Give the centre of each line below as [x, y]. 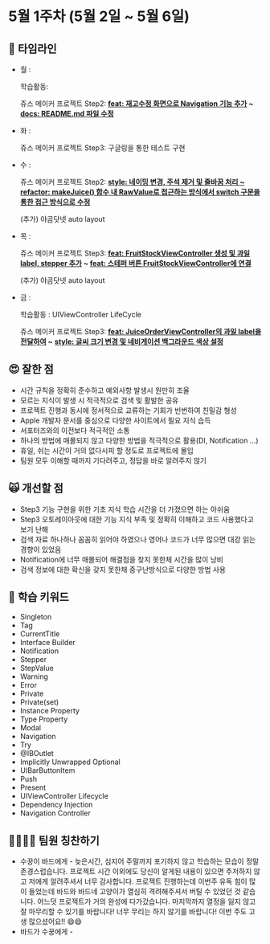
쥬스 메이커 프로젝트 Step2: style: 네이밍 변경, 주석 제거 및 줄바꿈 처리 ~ [132, 182]
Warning [34, 676]
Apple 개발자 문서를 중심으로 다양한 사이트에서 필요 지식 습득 [115, 420]
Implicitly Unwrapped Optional [70, 762]
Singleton [36, 617]
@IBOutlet [37, 754]
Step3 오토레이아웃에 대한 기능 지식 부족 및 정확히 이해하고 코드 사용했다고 [137, 519]
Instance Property [50, 711]
